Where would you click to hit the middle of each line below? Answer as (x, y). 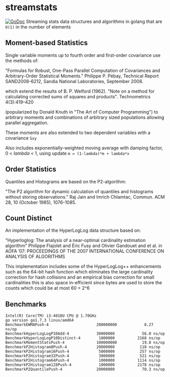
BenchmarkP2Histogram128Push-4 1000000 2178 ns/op (83, 365)
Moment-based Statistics (47, 43)
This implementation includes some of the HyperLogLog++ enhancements (83, 266)
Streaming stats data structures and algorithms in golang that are (94, 21)
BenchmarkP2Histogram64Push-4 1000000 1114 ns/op (83, 361)
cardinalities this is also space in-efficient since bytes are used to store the (84, 283)
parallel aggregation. (27, 123)
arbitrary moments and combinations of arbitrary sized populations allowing (85, 117)
